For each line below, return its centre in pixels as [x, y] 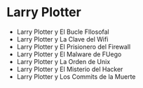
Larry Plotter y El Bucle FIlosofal [63, 32]
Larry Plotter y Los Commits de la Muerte [76, 76]
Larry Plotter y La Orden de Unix [63, 61]
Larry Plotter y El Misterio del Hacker [70, 69]
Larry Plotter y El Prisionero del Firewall [74, 46]
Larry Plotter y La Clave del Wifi [62, 39]
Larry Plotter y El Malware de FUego [69, 54]
